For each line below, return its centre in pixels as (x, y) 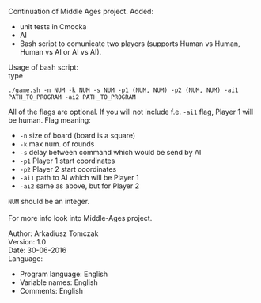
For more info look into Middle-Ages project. (80, 218)
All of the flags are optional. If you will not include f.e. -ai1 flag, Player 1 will (131, 112)
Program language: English (64, 274)
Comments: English (51, 291)
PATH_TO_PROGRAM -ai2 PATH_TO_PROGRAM (72, 97)
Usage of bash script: (43, 67)
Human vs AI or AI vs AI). (61, 52)
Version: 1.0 (27, 242)
